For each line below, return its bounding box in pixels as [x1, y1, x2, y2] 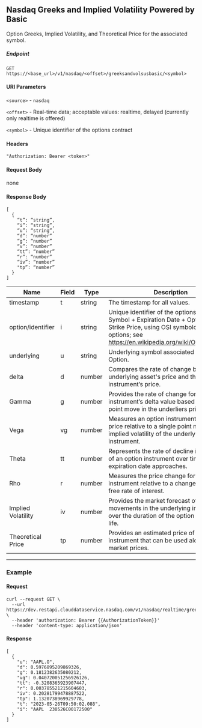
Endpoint [6, 50, 30, 58]
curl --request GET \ [6, 596, 61, 602]
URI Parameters [6, 83, 46, 91]
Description [153, 288, 188, 296]
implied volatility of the [108, 429, 173, 438]
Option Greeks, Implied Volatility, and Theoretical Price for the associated [6, 30, 188, 37]
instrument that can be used [108, 536, 188, 544]
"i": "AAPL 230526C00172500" [17, 706, 93, 712]
